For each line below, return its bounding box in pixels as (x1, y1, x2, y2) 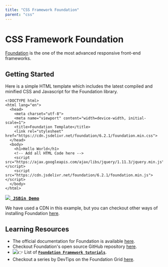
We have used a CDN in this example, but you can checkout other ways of (5, 205, 158, 211)
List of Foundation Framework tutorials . (24, 249, 107, 255)
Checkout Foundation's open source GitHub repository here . (12, 243, 137, 249)
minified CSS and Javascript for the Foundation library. (5, 89, 118, 95)
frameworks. (5, 56, 31, 62)
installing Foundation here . (5, 210, 60, 216)
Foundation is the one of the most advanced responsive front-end (5, 50, 141, 56)
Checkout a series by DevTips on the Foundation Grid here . (12, 256, 135, 262)
